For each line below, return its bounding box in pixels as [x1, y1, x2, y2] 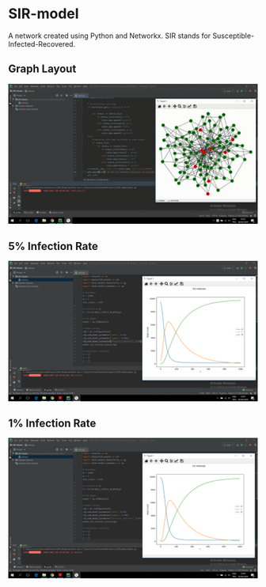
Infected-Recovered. [8, 39, 76, 48]
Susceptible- [212, 31, 255, 40]
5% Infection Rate [8, 239, 99, 253]
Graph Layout [8, 62, 77, 76]
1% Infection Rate [8, 416, 97, 430]
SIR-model [8, 5, 79, 23]
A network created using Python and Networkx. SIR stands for [8, 31, 211, 40]
